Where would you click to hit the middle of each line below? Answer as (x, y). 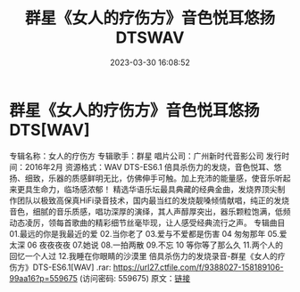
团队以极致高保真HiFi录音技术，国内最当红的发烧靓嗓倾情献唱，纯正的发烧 (153, 200)
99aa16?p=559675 (43, 278)
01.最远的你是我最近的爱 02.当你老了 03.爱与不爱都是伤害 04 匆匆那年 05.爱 (148, 233)
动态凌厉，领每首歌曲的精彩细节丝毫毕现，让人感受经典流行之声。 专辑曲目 (147, 223)
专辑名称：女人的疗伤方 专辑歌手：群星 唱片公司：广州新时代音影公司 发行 (146, 156)
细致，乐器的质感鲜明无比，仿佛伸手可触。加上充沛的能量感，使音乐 (150, 178)
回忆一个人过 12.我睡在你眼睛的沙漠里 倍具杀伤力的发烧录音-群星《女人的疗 (147, 255)
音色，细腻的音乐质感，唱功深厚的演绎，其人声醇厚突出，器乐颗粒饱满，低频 (150, 211)
